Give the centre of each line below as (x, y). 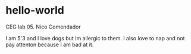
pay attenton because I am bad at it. (50, 45)
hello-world (35, 10)
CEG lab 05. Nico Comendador (43, 27)
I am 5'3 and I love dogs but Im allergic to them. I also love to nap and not (95, 38)
